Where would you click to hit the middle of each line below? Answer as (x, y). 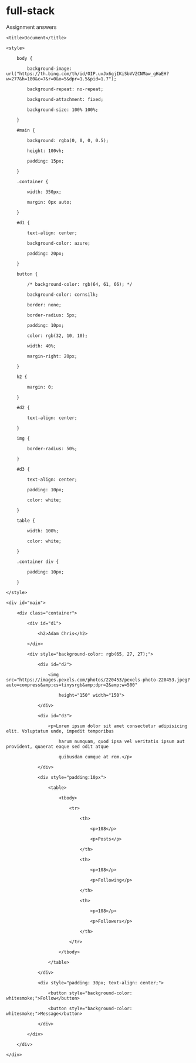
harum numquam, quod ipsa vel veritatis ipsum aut (121, 741)
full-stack (30, 11)
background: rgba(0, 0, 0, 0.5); (68, 140)
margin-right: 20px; (52, 356)
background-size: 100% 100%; (63, 110)
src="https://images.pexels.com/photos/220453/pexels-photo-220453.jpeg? (98, 680)
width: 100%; (43, 531)
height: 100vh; (46, 151)
